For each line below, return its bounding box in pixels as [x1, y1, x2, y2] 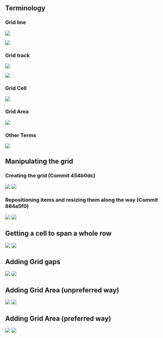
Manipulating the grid [5, 157, 74, 166]
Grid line [5, 19, 26, 26]
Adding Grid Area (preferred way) [5, 314, 111, 323]
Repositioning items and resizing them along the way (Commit [5, 197, 158, 204]
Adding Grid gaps [5, 258, 61, 266]
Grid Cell [5, 84, 27, 91]
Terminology [5, 4, 46, 12]
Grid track [5, 52, 30, 59]
